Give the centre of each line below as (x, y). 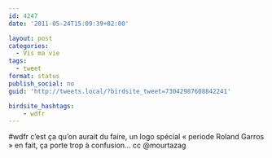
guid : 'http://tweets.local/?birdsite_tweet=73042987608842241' (120, 91)
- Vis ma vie (38, 54)
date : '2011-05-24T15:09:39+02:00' (69, 24)
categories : (29, 46)
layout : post (31, 38)
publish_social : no (42, 83)
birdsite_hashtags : (42, 106)
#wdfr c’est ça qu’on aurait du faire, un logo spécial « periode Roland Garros (136, 137)
